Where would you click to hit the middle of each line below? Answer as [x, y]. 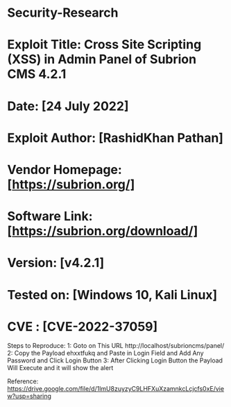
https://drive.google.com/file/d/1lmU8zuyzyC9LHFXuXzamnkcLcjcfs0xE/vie [115, 389]
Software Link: [50, 216]
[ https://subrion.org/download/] [103, 231]
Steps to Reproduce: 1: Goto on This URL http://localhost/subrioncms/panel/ [116, 346]
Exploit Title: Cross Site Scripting [104, 45]
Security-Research [63, 13]
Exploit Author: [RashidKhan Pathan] [115, 138]
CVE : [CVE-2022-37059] [83, 327]
